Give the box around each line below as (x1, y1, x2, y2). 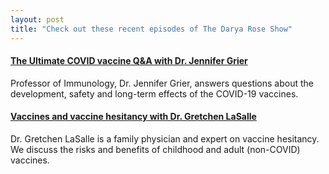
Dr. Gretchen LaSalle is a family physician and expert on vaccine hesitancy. (10, 132, 320, 145)
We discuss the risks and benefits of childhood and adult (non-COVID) (10, 143, 301, 155)
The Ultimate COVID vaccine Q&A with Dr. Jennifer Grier (10, 55, 248, 67)
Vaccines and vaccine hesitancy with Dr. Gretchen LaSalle (10, 111, 257, 123)
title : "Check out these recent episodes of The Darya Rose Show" (10, 24, 293, 34)
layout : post (10, 14, 65, 25)
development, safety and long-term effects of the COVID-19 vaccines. (10, 87, 299, 100)
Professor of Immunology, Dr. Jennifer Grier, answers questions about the (10, 77, 314, 89)
